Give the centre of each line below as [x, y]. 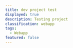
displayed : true [22, 14]
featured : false [22, 38]
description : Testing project [37, 19]
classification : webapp [30, 24]
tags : [11, 28]
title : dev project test [31, 10]
